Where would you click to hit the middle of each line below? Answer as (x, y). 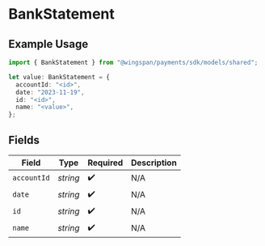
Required (105, 163)
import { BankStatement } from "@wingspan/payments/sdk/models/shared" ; (133, 62)
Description (154, 163)
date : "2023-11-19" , (50, 92)
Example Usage (48, 44)
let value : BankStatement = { (59, 77)
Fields (24, 140)
